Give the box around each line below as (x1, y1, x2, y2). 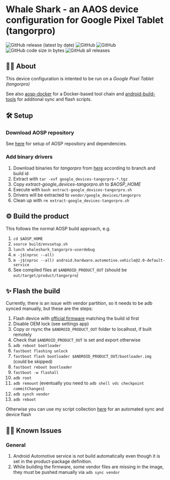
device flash (6, 412, 31, 418)
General (6, 441, 26, 449)
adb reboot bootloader (13, 344, 61, 349)
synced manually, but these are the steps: (6, 305, 93, 312)
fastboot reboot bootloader (13, 365, 72, 370)
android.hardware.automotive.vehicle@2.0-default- (56, 258, 165, 263)
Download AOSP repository (6, 129, 74, 136)
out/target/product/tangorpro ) (13, 272, 79, 278)
